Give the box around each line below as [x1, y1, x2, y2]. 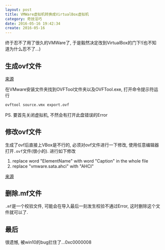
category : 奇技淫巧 [5, 16, 42, 21]
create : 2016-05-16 [5, 26, 45, 31]
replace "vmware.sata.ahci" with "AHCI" [12, 163, 94, 169]
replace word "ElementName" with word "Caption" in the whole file [12, 158, 149, 164]
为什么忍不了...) [9, 46, 41, 52]
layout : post [5, 7, 32, 12]
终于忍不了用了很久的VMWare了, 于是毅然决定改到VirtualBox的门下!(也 [5, 40, 148, 46]
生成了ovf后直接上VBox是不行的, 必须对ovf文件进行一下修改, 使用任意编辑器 [5, 142, 159, 148]
